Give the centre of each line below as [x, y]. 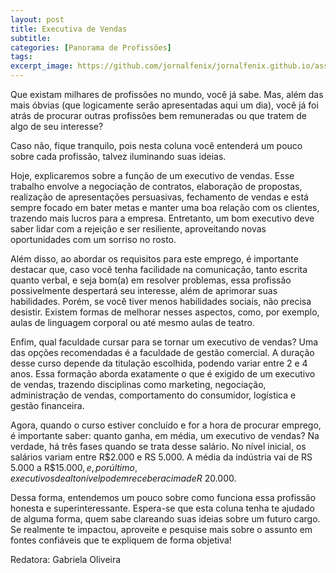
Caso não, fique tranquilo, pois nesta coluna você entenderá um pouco [156, 145]
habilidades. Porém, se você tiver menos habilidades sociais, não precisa [161, 301]
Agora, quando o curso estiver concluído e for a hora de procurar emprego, [166, 425]
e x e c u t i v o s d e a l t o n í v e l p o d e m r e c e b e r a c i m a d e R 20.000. [123, 478]
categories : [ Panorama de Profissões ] [91, 47]
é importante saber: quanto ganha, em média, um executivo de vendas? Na [165, 435]
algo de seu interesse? [57, 126]
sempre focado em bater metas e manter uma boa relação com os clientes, [165, 207]
